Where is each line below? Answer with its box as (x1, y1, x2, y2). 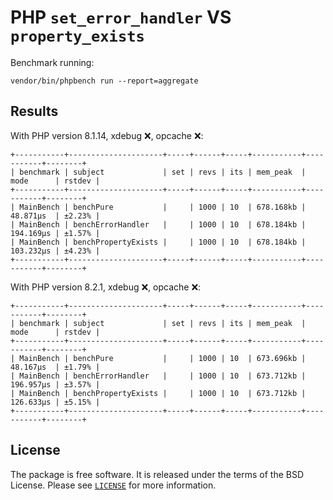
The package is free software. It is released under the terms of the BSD (10, 468, 305, 480)
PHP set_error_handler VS (10, 6, 232, 29)
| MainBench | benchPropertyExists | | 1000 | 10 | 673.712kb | (10, 388, 307, 398)
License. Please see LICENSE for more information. (10, 479, 217, 491)
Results (10, 103, 59, 120)
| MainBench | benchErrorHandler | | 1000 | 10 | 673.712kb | (10, 371, 307, 381)
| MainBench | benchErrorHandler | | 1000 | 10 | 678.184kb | (10, 219, 307, 230)
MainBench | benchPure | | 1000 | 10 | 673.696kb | (19, 353, 307, 363)
